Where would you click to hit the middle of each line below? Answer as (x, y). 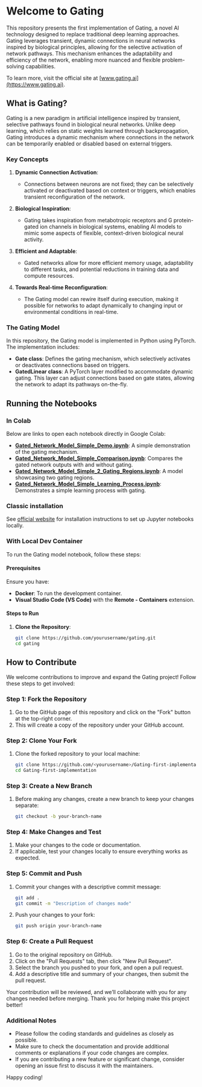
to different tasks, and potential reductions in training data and (101, 269)
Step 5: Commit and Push (44, 873)
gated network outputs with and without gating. (74, 465)
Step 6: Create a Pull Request (50, 942)
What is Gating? (37, 104)
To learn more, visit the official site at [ (54, 78)
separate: (27, 805)
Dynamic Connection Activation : (56, 173)
